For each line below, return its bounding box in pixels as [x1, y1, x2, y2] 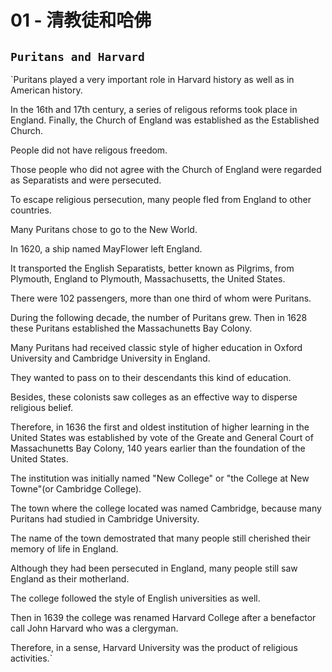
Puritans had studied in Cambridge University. [10, 513, 200, 525]
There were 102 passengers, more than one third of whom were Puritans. [10, 292, 312, 304]
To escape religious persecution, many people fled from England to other [10, 194, 312, 205]
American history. [10, 84, 83, 96]
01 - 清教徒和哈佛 [10, 9, 152, 32]
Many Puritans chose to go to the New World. [10, 224, 198, 235]
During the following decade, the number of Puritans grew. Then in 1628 [10, 312, 308, 323]
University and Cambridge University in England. [10, 352, 211, 364]
